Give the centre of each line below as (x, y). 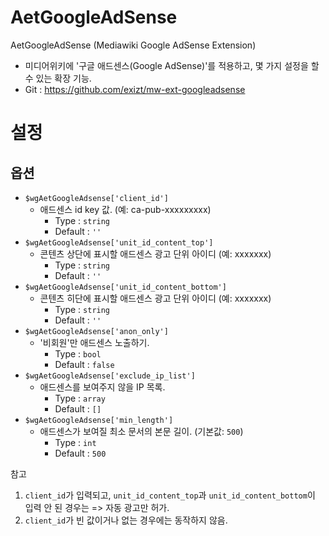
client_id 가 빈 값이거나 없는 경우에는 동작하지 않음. (126, 520)
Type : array (80, 398)
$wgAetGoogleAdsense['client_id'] (96, 198)
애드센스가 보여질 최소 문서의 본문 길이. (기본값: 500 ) (141, 431)
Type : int (75, 442)
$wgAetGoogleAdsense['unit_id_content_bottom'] (125, 287)
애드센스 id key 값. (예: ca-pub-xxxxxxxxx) (125, 209)
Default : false (84, 364)
